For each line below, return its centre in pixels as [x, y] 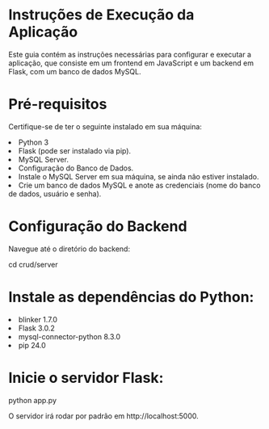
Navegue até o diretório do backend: [69, 249]
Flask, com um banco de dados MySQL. [75, 71]
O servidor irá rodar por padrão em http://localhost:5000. [104, 416]
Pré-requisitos [58, 105]
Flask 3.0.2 [37, 328]
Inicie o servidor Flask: [86, 378]
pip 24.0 [32, 345]
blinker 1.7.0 [38, 319]
